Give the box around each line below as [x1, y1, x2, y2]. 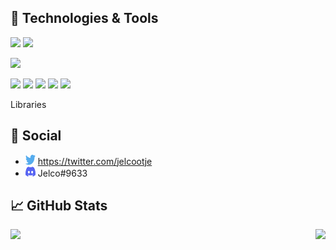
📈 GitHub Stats [10, 197, 108, 215]
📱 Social [10, 127, 62, 145]
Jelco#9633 [37, 167, 88, 179]
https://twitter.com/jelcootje [37, 155, 153, 167]
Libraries [10, 98, 47, 110]
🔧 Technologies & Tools [10, 10, 159, 27]
